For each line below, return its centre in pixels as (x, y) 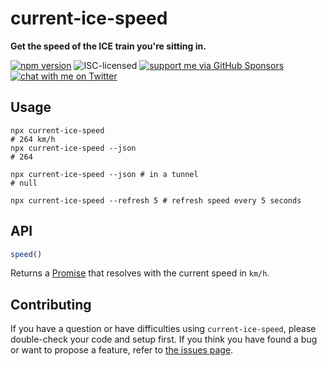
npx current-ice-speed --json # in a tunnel (104, 174)
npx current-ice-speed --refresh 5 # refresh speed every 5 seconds (156, 200)
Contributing (51, 304)
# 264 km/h (33, 139)
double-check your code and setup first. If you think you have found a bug (164, 339)
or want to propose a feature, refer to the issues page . (122, 350)
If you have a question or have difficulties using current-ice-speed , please (163, 329)
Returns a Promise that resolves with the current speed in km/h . (140, 273)
